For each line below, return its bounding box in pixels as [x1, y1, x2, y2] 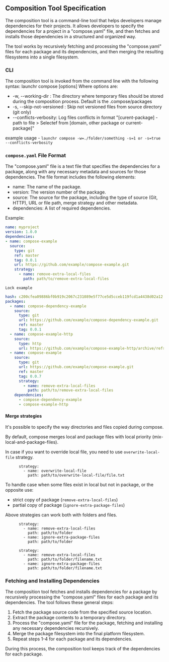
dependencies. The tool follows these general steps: [5, 600, 114, 606]
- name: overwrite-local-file [23, 469, 87, 474]
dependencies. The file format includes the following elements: [5, 174, 136, 180]
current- [125, 120, 143, 126]
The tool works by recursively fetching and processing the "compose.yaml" [5, 43, 162, 49]
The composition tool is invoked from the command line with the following [5, 78, 158, 84]
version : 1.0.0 [5, 229, 37, 235]
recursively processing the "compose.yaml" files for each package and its [5, 594, 158, 600]
